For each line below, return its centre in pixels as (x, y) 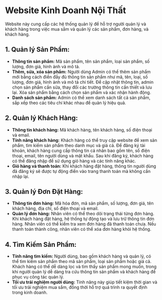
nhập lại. (21, 176)
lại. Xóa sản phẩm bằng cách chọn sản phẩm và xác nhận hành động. (81, 92)
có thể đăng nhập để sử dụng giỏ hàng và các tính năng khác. (74, 161)
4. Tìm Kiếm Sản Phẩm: (41, 244)
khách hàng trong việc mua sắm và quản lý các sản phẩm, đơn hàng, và (77, 29)
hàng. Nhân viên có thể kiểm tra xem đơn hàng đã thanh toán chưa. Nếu (84, 224)
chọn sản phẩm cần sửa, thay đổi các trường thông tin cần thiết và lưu (82, 87)
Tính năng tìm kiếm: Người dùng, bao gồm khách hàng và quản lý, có (81, 256)
